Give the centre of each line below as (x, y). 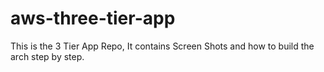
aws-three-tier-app (93, 18)
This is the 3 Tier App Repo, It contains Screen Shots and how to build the (162, 46)
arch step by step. (47, 56)
